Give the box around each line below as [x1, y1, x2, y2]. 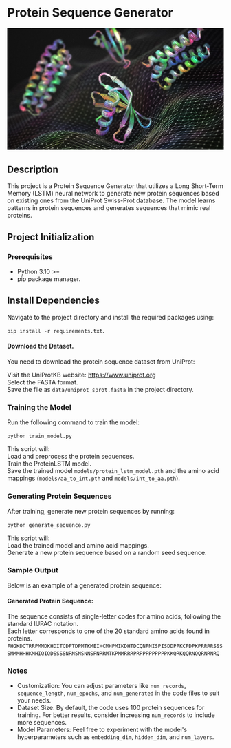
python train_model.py [7, 433, 72, 440]
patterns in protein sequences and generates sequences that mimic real [7, 204, 211, 212]
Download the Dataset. [7, 342, 74, 351]
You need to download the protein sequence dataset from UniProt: [7, 357, 195, 366]
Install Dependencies [7, 295, 100, 307]
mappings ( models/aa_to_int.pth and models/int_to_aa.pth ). [7, 474, 181, 483]
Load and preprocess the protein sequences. [7, 453, 135, 461]
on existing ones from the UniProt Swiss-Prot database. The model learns [7, 196, 216, 205]
